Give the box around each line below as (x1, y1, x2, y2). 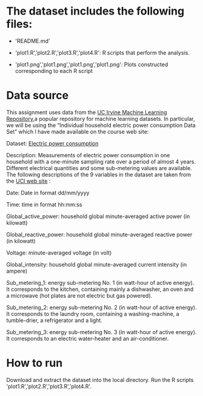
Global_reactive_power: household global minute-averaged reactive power (6, 231, 193, 238)
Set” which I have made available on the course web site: (6, 128, 149, 135)
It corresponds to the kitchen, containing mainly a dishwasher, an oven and (6, 285, 194, 293)
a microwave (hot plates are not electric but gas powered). (6, 292, 153, 299)
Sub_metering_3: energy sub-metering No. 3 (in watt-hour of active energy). (6, 328, 197, 335)
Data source (6, 89, 68, 103)
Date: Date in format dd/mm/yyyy (6, 189, 90, 196)
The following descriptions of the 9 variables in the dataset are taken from (6, 171, 191, 178)
